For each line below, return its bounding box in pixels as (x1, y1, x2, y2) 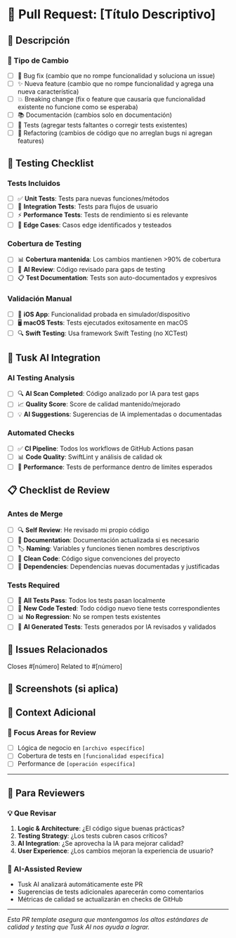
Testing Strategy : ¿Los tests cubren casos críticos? (17, 832, 168, 840)
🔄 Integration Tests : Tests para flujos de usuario (17, 202, 158, 211)
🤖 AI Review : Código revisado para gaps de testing (17, 265, 166, 274)
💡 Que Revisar (7, 808, 57, 818)
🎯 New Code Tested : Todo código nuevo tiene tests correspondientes (17, 604, 221, 613)
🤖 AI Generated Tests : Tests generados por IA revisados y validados (17, 623, 216, 631)
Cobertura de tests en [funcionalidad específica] (17, 751, 165, 760)
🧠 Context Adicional (7, 706, 96, 718)
